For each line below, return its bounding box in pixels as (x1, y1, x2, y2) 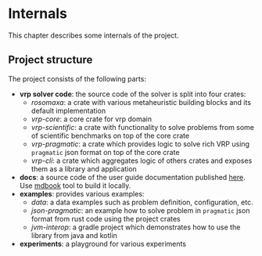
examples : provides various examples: (19, 189, 145, 198)
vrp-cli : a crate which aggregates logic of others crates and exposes (31, 156, 253, 165)
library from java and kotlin (31, 230, 117, 240)
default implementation (31, 106, 106, 115)
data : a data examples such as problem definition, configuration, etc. (31, 197, 253, 207)
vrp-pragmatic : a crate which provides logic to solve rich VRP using (31, 139, 250, 149)
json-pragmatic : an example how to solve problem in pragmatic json (31, 205, 250, 215)
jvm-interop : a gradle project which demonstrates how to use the (31, 222, 241, 232)
